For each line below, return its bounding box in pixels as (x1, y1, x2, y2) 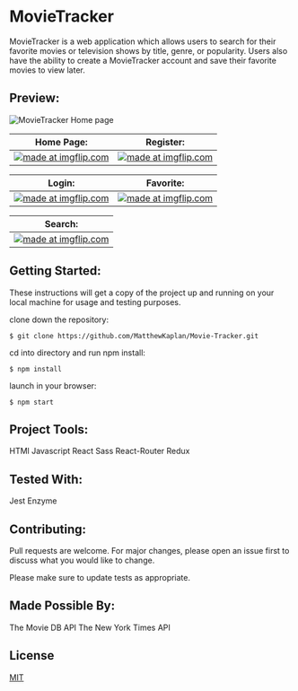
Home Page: (34, 136, 88, 148)
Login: (48, 177, 75, 189)
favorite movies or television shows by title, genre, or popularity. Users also (9, 45, 288, 56)
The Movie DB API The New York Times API (9, 622, 171, 633)
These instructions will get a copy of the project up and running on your (9, 287, 275, 298)
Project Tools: (9, 422, 89, 437)
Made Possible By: (9, 599, 115, 614)
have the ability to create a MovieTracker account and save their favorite (9, 55, 276, 66)
